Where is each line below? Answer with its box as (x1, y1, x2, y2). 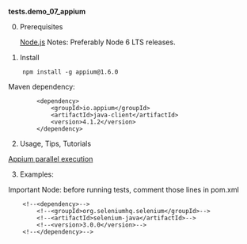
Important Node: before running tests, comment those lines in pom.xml (8, 185, 239, 194)
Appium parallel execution (8, 154, 93, 163)
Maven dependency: (8, 82, 75, 91)
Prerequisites (19, 22, 63, 31)
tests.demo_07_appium (8, 7, 86, 16)
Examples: (19, 170, 54, 179)
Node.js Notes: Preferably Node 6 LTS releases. (19, 37, 176, 47)
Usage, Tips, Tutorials (19, 139, 92, 148)
